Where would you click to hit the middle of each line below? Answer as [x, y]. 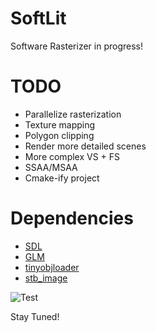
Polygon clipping [59, 135]
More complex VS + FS [72, 156]
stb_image [46, 278]
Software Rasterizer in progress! [77, 46]
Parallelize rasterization [73, 114]
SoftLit [38, 18]
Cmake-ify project [62, 178]
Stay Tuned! [35, 316]
